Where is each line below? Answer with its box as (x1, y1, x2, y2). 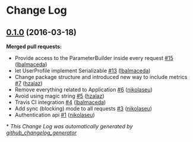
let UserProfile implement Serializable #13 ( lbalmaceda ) (14, 67, 151, 74)
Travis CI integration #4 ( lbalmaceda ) (14, 99, 106, 106)
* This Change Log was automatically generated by (6, 123, 133, 130)
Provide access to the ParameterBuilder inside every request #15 (14, 55, 173, 61)
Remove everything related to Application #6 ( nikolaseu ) (14, 86, 153, 93)
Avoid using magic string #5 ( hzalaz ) (14, 93, 105, 99)
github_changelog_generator (6, 129, 77, 136)
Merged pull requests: (6, 43, 62, 50)
